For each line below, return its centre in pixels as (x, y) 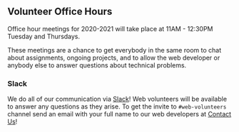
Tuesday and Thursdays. (44, 36)
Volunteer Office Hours (60, 12)
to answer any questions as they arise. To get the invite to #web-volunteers (117, 106)
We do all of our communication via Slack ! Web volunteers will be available (117, 99)
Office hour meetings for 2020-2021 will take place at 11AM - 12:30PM (110, 28)
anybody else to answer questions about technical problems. (97, 65)
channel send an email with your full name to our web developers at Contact (119, 114)
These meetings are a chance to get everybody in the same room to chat (115, 50)
